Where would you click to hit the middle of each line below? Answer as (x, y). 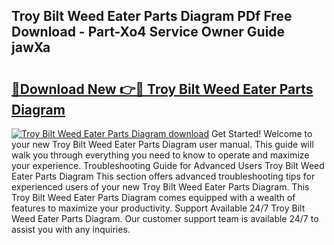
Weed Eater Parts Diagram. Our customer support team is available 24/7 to (165, 218)
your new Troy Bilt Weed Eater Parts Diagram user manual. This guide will (162, 144)
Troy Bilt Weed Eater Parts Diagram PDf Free (152, 16)
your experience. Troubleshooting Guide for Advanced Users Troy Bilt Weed (168, 165)
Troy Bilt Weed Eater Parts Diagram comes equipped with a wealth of (153, 197)
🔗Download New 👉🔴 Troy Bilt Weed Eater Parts (162, 89)
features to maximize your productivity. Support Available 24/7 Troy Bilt (158, 208)
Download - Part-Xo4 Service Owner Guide (148, 32)
